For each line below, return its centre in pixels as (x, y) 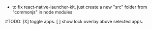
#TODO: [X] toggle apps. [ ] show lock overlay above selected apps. (74, 22)
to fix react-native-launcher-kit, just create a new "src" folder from (80, 7)
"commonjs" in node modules (42, 12)
